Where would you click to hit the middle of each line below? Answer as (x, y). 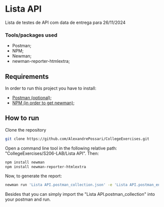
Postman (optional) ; (32, 98)
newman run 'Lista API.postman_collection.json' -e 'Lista (66, 185)
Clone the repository (26, 130)
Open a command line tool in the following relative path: (61, 148)
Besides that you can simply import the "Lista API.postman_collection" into (80, 194)
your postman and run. (28, 199)
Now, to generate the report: (33, 176)
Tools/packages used (31, 35)
